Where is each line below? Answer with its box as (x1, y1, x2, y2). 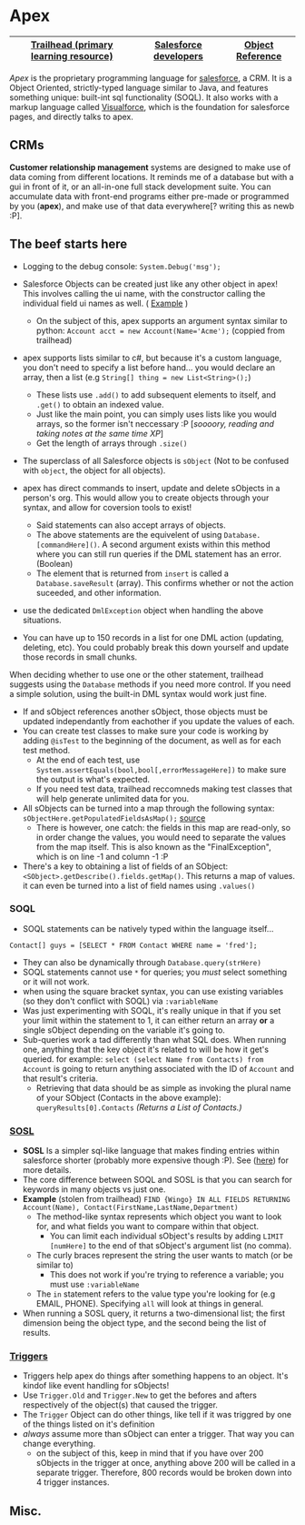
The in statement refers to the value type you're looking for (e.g (35, 1288, 276, 1299)
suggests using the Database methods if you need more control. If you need (9, 679, 291, 690)
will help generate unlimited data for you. (35, 793, 190, 803)
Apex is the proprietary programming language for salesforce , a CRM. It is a (9, 72, 292, 83)
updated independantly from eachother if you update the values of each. (22, 715, 295, 726)
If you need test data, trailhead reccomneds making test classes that (35, 783, 293, 794)
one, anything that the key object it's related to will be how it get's (22, 1044, 270, 1055)
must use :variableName (49, 1279, 140, 1290)
